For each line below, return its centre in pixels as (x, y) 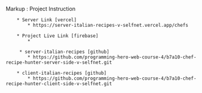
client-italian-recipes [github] (64, 73)
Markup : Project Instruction (41, 9)
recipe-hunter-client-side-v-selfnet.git (59, 84)
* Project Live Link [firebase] (57, 36)
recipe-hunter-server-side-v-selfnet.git (59, 63)
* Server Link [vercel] (47, 20)
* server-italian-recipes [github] (64, 52)
